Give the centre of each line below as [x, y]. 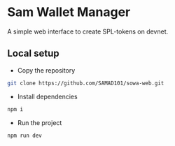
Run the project [40, 122]
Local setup [33, 53]
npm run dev [24, 136]
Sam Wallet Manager [69, 12]
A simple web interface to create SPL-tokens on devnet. [88, 31]
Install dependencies [48, 96]
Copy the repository [46, 70]
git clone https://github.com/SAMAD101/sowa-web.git [86, 83]
